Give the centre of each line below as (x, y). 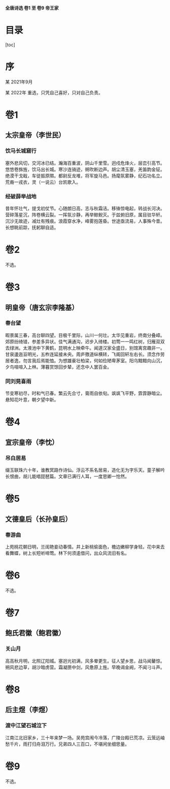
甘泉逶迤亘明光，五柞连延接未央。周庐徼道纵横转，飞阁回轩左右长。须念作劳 (85, 354)
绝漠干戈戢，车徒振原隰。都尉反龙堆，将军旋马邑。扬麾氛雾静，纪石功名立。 (85, 176)
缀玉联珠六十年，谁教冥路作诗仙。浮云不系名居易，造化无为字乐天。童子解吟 (85, 470)
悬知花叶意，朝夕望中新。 (32, 400)
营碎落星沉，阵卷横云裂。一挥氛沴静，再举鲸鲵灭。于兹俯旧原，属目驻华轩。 (85, 215)
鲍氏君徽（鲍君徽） (35, 633)
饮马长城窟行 (21, 151)
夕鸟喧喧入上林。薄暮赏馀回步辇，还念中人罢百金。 (58, 367)
